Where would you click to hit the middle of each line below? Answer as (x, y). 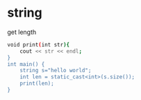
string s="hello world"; (56, 71)
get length (22, 32)
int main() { (26, 64)
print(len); (37, 84)
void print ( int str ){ (39, 44)
